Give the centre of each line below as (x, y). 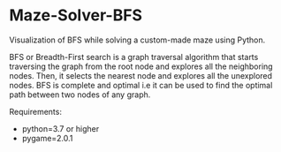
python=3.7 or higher (61, 128)
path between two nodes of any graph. (80, 95)
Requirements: (35, 111)
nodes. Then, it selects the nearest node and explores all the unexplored (140, 75)
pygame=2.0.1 (47, 138)
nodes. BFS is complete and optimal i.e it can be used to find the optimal (141, 85)
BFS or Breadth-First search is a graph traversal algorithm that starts (134, 57)
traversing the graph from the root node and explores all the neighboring (141, 66)
